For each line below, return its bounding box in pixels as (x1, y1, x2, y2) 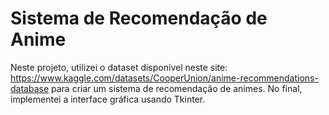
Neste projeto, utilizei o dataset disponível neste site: (10, 61, 228, 73)
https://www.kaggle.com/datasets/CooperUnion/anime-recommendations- (10, 72, 319, 84)
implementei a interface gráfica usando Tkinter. (10, 93, 206, 105)
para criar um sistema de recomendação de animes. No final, (51, 82, 303, 94)
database (10, 82, 50, 94)
